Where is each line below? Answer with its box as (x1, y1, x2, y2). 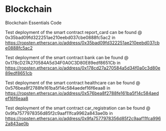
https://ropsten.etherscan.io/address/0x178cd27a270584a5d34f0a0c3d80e (5, 65, 161, 71)
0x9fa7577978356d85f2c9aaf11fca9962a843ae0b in (5, 110, 113, 116)
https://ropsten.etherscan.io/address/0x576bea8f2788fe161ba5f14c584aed (5, 90, 160, 96)
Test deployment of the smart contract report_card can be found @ (5, 29, 142, 35)
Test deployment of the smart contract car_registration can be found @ (5, 105, 151, 111)
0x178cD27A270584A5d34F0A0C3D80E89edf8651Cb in (5, 60, 121, 65)
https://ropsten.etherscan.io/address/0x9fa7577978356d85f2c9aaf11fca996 (5, 115, 161, 121)
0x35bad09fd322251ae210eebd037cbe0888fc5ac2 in (5, 34, 115, 40)
